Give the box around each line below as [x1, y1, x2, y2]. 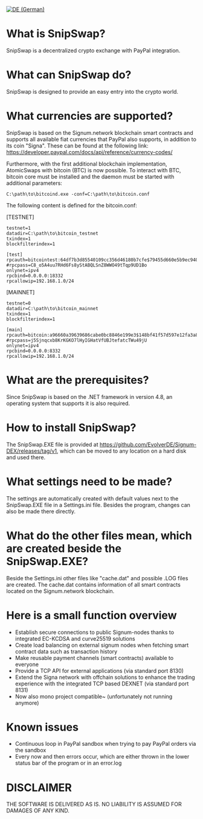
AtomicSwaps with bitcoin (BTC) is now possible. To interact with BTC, [6, 166, 181, 173]
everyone [14, 661, 39, 668]
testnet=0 [6, 300, 31, 306]
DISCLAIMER [6, 780, 72, 794]
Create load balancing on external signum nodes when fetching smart [14, 641, 189, 649]
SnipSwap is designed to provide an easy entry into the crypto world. [6, 88, 179, 95]
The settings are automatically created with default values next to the [6, 494, 179, 502]
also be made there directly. [6, 508, 76, 515]
